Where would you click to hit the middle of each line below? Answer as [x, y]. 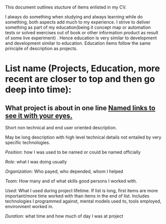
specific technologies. [28, 143]
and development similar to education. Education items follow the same [78, 43]
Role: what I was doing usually [36, 162]
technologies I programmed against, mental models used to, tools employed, [83, 201]
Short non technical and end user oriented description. [61, 128]
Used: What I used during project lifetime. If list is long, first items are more [82, 190]
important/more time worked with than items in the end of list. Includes [77, 196]
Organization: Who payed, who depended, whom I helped [64, 171]
